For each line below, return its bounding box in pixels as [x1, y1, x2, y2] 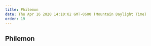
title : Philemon [5, 7, 38, 12]
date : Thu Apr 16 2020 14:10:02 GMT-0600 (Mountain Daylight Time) [5, 12, 147, 17]
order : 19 [5, 16, 26, 21]
